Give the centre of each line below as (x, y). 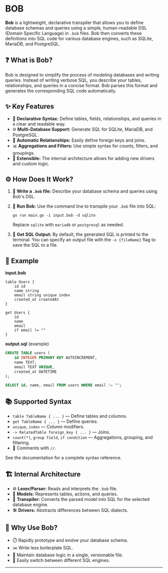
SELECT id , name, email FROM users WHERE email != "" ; (63, 385)
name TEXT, (25, 362)
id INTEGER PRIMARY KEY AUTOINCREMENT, (56, 358)
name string (26, 291)
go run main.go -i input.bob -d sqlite (54, 216)
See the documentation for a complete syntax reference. (63, 458)
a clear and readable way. (39, 124)
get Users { (17, 313)
